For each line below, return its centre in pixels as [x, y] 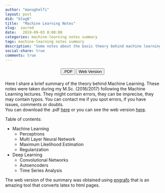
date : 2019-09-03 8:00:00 [34, 32]
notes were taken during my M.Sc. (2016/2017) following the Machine [75, 89]
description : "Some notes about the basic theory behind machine [73, 46]
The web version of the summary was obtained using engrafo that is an [77, 180]
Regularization [34, 150]
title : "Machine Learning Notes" [41, 23]
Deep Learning [27, 155]
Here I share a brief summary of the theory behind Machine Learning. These [82, 83]
